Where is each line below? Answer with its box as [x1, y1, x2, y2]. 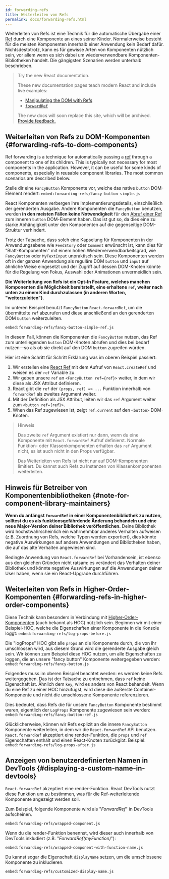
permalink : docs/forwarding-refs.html [5, 17, 87, 22]
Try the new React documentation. [17, 73, 90, 79]
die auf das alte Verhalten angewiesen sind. [5, 544, 96, 551]
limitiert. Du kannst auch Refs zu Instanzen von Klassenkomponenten [17, 463, 161, 469]
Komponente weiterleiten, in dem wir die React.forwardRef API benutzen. [5, 726, 157, 732]
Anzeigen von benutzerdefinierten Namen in [5, 756, 148, 765]
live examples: [17, 88, 48, 94]
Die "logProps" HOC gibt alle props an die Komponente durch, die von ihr [5, 640, 157, 646]
